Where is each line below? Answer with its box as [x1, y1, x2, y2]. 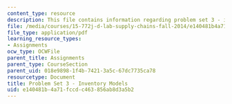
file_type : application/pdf [7, 29, 88, 36]
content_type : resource [7, 10, 76, 17]
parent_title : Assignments [7, 55, 85, 62]
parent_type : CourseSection [7, 61, 88, 68]
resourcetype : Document [7, 73, 76, 81]
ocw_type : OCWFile [7, 49, 60, 55]
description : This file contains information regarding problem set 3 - [7, 16, 221, 23]
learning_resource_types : [7, 36, 81, 42]
